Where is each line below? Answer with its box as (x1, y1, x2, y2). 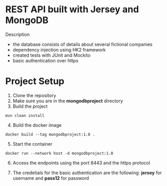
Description (5, 31, 30, 37)
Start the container (12, 141, 53, 147)
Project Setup (5, 76, 65, 87)
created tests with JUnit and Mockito (12, 52, 91, 58)
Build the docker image (12, 122, 62, 128)
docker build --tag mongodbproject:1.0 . (5, 132, 95, 137)
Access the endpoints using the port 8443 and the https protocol (12, 159, 150, 166)
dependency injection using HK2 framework (12, 46, 106, 53)
